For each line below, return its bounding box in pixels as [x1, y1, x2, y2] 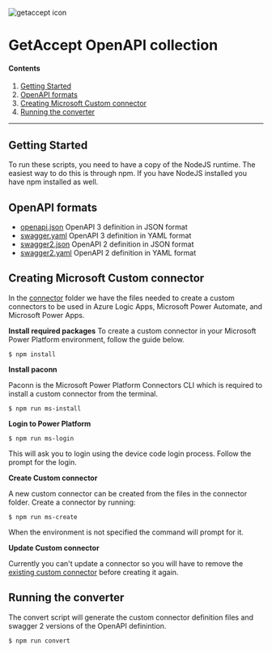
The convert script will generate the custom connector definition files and [8, 612, 253, 622]
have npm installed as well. [8, 177, 99, 187]
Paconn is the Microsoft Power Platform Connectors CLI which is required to [8, 380, 263, 389]
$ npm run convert [8, 637, 70, 645]
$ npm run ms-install [8, 404, 82, 413]
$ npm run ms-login [8, 434, 74, 442]
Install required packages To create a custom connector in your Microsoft [8, 325, 257, 336]
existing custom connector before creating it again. [8, 567, 179, 577]
